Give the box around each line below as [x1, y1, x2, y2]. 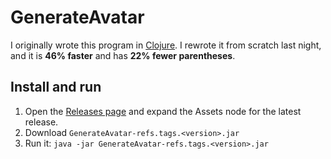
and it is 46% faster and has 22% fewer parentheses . [10, 49, 236, 61]
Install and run [10, 79, 102, 96]
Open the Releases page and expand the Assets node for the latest [24, 105, 302, 117]
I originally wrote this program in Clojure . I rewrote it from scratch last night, [10, 39, 322, 51]
